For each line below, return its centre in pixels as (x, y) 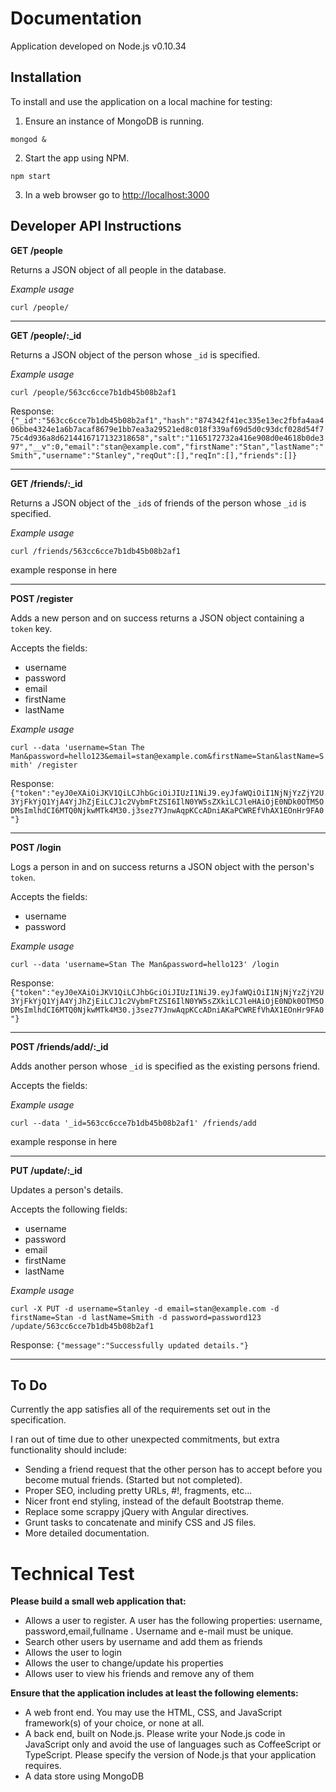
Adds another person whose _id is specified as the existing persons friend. (165, 1066)
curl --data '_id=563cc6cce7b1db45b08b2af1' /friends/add (133, 1123)
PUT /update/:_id (46, 1170)
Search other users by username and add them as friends (143, 1642)
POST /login (36, 847)
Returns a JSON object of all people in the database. (118, 269)
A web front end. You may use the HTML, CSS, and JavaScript (153, 1713)
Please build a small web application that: (98, 1601)
